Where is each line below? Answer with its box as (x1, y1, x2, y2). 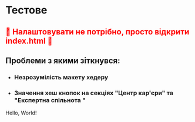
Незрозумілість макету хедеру (14, 73, 109, 81)
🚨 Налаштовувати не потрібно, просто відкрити (5, 27, 190, 37)
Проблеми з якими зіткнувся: (5, 55, 120, 65)
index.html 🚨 (5, 36, 53, 46)
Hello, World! (5, 109, 37, 117)
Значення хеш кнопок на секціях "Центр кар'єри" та (14, 89, 174, 97)
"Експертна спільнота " (14, 96, 86, 104)
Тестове (5, 4, 48, 17)
